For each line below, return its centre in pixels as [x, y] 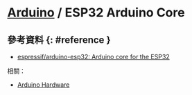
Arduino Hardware [43, 85]
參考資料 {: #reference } [59, 40]
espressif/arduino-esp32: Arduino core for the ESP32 [93, 57]
